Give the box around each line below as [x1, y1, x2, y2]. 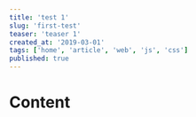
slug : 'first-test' [9, 21, 82, 30]
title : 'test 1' [9, 12, 69, 22]
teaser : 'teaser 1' [9, 29, 82, 38]
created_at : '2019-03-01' [9, 37, 105, 47]
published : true [9, 54, 69, 63]
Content [9, 92, 71, 113]
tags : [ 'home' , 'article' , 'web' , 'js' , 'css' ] [9, 46, 189, 55]
